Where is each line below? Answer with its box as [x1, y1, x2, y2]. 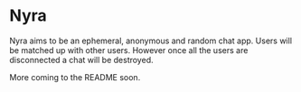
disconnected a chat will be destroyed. [9, 54, 154, 65]
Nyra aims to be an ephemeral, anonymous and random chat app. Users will [9, 35, 292, 46]
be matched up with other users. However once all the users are [9, 44, 249, 55]
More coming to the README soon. [9, 71, 141, 82]
